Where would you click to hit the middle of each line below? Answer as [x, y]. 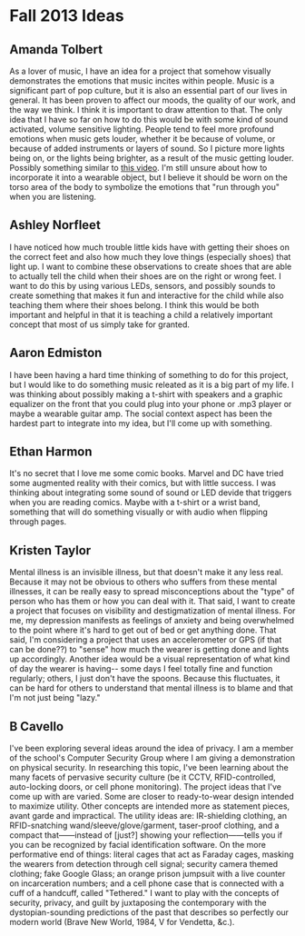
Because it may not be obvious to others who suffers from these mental [143, 582]
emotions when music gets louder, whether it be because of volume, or [143, 139]
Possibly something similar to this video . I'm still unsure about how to [138, 168]
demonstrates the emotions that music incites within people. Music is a [142, 81]
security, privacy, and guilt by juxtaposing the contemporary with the [138, 903]
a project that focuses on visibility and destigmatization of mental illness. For [152, 611]
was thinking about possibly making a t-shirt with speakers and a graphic [146, 394]
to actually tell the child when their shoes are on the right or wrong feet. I [145, 276]
